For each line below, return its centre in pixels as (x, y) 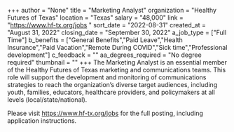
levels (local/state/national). (47, 100)
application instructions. (42, 121)
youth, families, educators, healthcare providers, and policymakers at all (111, 92)
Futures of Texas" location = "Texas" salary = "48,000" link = (95, 18)
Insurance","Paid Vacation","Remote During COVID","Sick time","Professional (117, 47)
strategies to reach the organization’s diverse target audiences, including (112, 85)
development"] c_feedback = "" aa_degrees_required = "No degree (104, 55)
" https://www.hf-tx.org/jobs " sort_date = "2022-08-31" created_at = (107, 25)
